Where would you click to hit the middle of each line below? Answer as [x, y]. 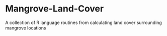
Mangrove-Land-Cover [55, 9]
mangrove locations [26, 27]
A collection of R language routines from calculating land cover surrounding [83, 22]
